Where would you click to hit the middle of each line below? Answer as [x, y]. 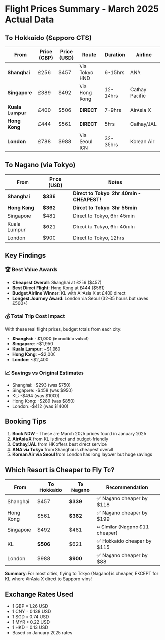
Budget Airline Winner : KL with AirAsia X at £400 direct [69, 293]
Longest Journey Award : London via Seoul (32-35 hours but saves [80, 298]
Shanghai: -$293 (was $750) [41, 385]
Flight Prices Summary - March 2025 [82, 9]
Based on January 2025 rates [42, 632]
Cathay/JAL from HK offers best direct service [59, 444]
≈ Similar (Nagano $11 [123, 527]
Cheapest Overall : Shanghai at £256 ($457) [57, 282]
